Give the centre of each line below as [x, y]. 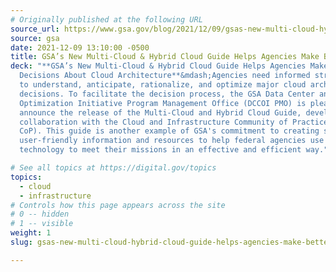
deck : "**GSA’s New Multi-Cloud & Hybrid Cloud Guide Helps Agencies [158, 66]
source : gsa [35, 38]
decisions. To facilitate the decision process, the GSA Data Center [167, 94]
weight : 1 [31, 233]
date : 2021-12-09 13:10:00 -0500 [80, 47]
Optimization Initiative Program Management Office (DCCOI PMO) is [163, 103]
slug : [21, 242]
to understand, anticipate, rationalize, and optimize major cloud [163, 85]
